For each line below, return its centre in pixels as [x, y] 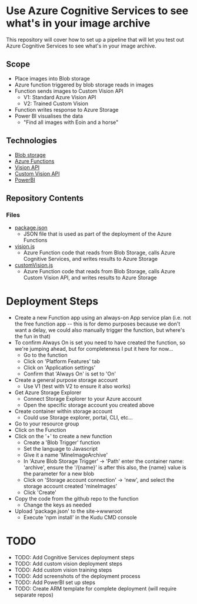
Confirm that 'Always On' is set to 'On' [70, 374]
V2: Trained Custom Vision [56, 103]
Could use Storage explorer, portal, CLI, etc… [78, 418]
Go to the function [45, 355]
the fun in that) [33, 337]
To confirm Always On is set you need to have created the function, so [100, 343]
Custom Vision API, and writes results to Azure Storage [90, 278]
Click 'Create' [40, 492]
